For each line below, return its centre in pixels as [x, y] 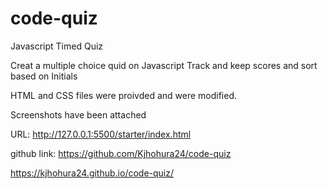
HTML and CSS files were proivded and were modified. [124, 95]
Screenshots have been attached [78, 114]
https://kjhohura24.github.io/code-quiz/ [92, 173]
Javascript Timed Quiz [57, 46]
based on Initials [44, 76]
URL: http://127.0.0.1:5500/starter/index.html [101, 134]
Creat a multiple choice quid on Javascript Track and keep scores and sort [164, 65]
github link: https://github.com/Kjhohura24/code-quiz [121, 153]
